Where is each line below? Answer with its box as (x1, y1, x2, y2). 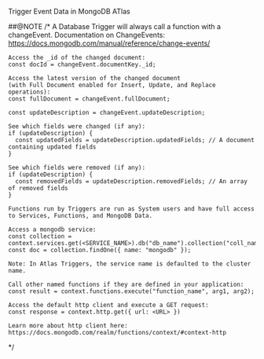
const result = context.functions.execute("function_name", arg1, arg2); (8, 288, 255, 295)
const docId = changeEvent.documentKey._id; (8, 60, 156, 68)
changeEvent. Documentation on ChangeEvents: (8, 31, 166, 39)
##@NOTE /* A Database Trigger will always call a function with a (8, 22, 222, 31)
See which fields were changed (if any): (8, 123, 146, 130)
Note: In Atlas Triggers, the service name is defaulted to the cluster (8, 260, 251, 268)
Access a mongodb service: (8, 225, 97, 233)
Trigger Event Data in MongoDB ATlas (8, 7, 131, 16)
